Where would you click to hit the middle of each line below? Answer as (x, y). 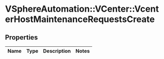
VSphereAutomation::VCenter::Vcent (82, 9)
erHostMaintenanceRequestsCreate (80, 19)
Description (57, 51)
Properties (21, 37)
